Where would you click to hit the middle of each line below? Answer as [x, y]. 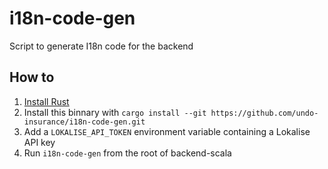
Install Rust [46, 101]
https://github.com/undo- [264, 113]
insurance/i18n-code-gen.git [84, 122]
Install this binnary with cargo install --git [115, 112]
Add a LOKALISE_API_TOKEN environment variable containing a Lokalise [167, 131]
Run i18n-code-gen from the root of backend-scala [127, 153]
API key [39, 142]
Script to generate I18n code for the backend [101, 46]
